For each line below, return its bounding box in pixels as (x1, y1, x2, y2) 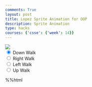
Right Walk (12, 56, 35, 61)
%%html (5, 77, 23, 83)
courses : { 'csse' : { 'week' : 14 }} (5, 30, 74, 35)
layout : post (5, 12, 32, 17)
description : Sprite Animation (5, 21, 70, 26)
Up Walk (12, 68, 30, 73)
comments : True (5, 7, 37, 12)
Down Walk (12, 50, 36, 55)
